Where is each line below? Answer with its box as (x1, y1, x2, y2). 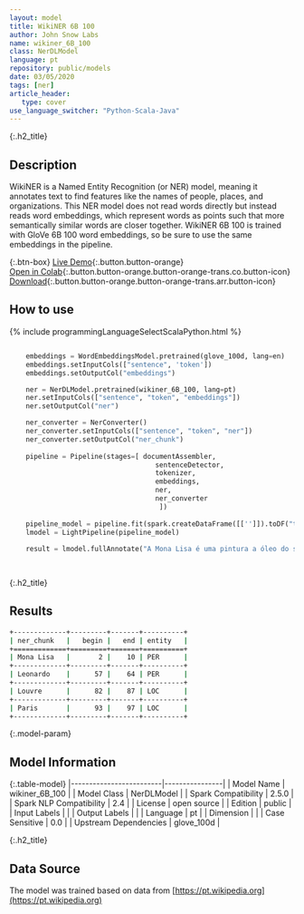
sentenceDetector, (155, 460, 224, 470)
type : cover (21, 97, 67, 107)
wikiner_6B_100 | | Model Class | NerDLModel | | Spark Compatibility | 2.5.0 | (9, 788, 294, 799)
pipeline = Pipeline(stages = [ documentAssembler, (25, 452, 217, 461)
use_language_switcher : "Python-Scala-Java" (9, 106, 180, 115)
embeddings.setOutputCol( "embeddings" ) (25, 368, 176, 377)
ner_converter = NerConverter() (25, 418, 147, 427)
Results (9, 604, 53, 619)
